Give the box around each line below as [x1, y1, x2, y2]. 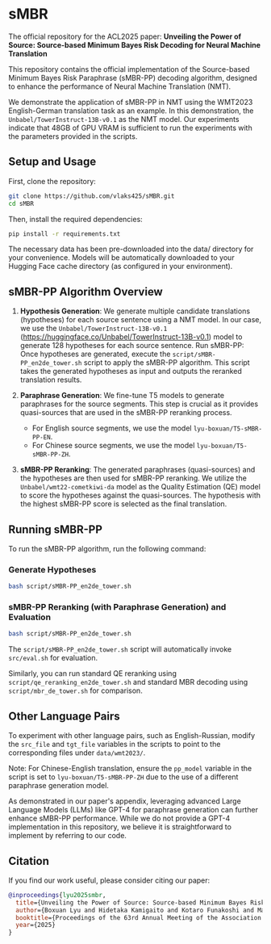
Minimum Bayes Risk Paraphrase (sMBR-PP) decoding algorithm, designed [8, 73, 257, 82]
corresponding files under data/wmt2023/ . [8, 748, 146, 757]
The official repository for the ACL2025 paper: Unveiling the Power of [8, 31, 242, 41]
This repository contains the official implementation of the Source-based [8, 64, 250, 73]
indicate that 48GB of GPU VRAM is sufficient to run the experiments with [8, 123, 252, 132]
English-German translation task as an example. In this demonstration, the [8, 106, 254, 115]
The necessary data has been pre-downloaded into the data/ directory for [8, 244, 254, 254]
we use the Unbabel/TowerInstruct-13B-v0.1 [19, 324, 168, 334]
